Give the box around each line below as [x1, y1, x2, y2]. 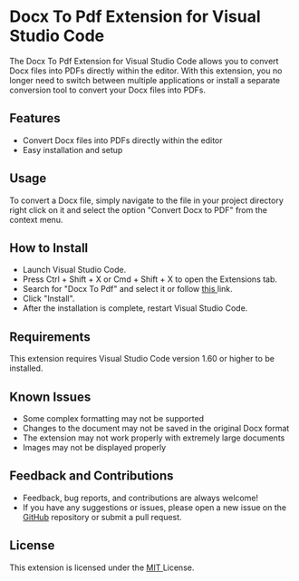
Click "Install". [22, 293, 75, 305]
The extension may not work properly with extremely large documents [22, 432, 285, 443]
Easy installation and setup [22, 144, 123, 155]
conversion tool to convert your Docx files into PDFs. [9, 84, 207, 95]
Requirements [9, 329, 91, 344]
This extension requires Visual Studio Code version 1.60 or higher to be [9, 353, 275, 364]
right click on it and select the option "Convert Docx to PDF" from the [9, 204, 267, 215]
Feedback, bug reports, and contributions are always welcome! [22, 492, 259, 503]
